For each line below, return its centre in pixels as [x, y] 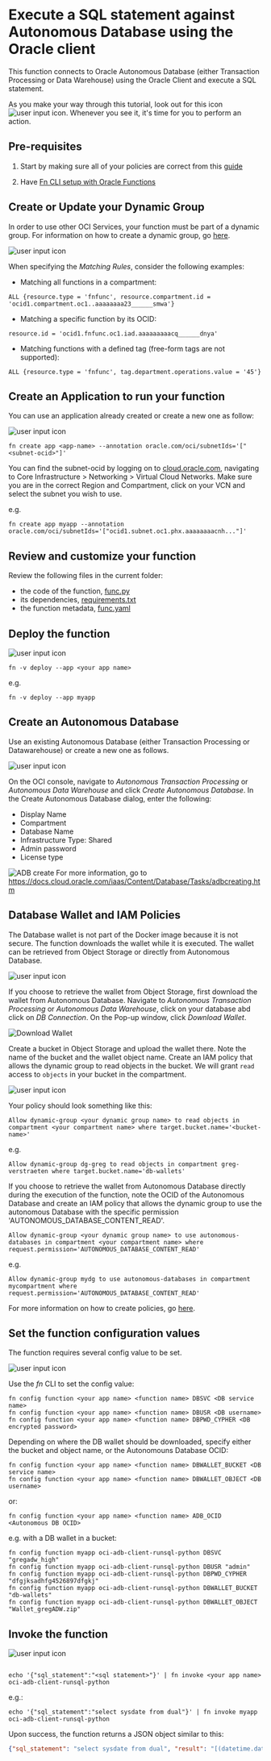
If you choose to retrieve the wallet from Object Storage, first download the [133, 991]
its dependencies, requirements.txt [78, 600]
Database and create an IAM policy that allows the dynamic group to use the [135, 1203]
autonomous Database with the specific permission [94, 1212]
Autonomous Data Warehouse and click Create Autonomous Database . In [131, 790]
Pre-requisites [45, 147]
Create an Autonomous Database [94, 722]
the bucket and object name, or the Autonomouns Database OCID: [118, 1451]
